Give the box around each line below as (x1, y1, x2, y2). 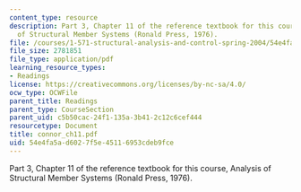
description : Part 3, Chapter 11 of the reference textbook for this (9, 22, 275, 31)
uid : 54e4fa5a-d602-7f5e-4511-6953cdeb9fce (9, 138, 175, 147)
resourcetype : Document (9, 122, 99, 131)
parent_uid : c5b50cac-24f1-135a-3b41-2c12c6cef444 (9, 113, 202, 122)
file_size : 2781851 (9, 47, 82, 56)
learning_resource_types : (9, 64, 106, 73)
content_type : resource (9, 13, 99, 22)
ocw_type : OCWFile (9, 88, 78, 97)
